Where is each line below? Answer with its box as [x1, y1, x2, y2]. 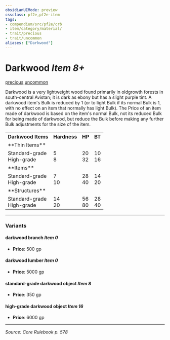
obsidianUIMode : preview [5, 7, 58, 13]
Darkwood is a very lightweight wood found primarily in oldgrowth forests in [5, 89, 163, 95]
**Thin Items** [8, 141, 46, 148]
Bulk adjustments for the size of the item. [5, 121, 91, 127]
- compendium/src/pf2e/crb [5, 21, 62, 27]
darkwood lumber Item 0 [5, 257, 58, 263]
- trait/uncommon [5, 36, 42, 41]
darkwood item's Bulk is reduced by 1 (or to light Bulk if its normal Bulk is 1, [5, 99, 161, 105]
